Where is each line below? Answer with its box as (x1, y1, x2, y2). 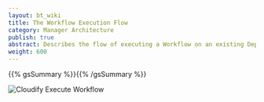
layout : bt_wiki (8, 11, 61, 20)
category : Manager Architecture (8, 26, 114, 34)
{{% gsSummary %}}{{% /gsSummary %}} (8, 70, 147, 78)
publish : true (8, 33, 55, 42)
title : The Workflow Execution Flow (8, 19, 128, 27)
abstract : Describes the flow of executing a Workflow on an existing (8, 41, 244, 49)
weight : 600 (8, 48, 47, 56)
